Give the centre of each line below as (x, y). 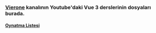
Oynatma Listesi (22, 25)
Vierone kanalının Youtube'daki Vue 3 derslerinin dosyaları (78, 7)
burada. (15, 13)
